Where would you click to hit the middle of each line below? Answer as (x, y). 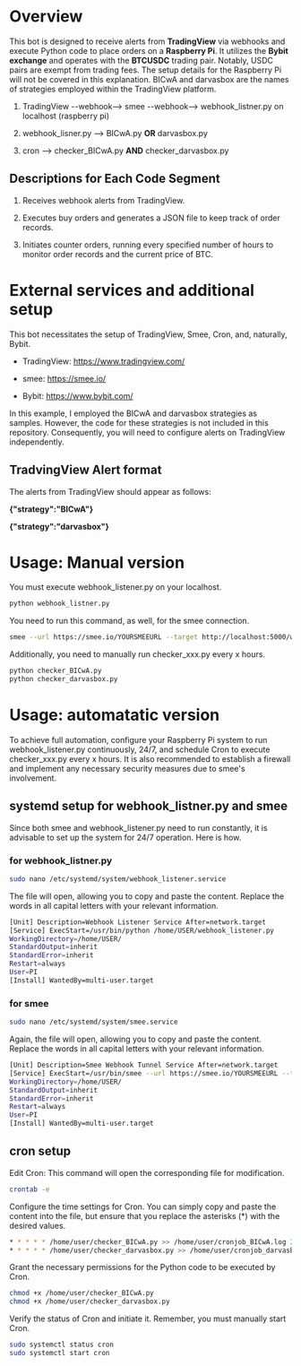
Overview (46, 17)
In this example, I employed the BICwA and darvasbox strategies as (133, 413)
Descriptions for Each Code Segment (115, 179)
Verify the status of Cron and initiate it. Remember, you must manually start (148, 1318)
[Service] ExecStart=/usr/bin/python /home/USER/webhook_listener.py (142, 930)
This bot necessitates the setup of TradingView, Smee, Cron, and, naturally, (149, 334)
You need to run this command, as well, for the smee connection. (129, 621)
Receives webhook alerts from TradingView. (103, 200)
